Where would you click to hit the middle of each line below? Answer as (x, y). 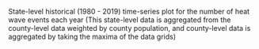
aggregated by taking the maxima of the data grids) (92, 36)
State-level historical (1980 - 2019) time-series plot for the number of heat (129, 11)
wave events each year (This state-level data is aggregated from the (120, 20)
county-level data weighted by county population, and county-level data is (129, 28)
